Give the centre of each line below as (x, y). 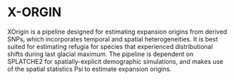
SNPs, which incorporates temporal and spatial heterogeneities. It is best (113, 39)
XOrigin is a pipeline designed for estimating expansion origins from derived (117, 32)
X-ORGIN (34, 12)
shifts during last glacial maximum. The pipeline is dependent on (100, 54)
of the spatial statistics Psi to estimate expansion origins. (90, 69)
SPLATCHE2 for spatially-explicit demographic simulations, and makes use (115, 61)
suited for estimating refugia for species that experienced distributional (110, 46)
